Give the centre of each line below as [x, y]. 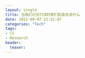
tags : [11, 29]
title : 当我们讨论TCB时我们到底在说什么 [43, 15]
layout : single [21, 10]
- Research [17, 38]
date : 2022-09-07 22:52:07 [33, 19]
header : [13, 43]
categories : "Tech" [26, 24]
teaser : [18, 47]
